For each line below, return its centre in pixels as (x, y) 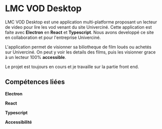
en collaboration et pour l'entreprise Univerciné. (53, 37)
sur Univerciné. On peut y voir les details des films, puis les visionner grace (80, 52)
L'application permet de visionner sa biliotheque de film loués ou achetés (78, 47)
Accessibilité (18, 122)
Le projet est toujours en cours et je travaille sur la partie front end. (72, 67)
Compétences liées (35, 82)
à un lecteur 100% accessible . (36, 57)
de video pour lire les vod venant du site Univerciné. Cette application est (79, 27)
